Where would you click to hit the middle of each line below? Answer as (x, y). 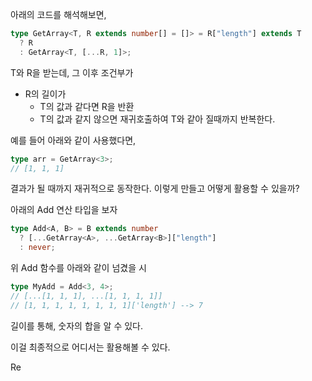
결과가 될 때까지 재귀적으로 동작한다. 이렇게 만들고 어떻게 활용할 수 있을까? (155, 189)
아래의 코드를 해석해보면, (58, 14)
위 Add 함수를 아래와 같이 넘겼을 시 (78, 267)
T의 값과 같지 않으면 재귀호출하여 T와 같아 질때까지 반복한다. (157, 119)
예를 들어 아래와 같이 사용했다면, (73, 140)
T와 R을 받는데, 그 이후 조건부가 (72, 72)
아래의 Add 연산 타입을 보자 (64, 210)
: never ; (37, 248)
